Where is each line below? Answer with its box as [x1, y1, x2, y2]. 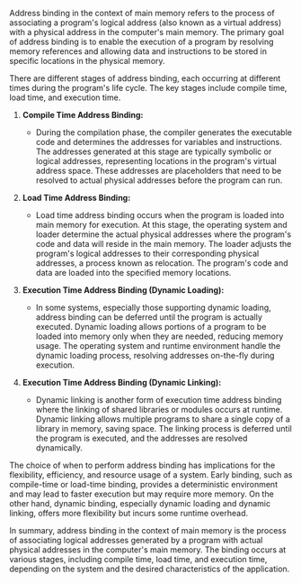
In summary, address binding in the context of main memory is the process [9, 525, 287, 535]
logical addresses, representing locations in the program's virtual [35, 156, 277, 166]
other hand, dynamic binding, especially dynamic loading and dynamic [9, 498, 271, 508]
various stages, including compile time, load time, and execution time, [9, 554, 268, 564]
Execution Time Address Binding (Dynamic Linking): [22, 378, 222, 387]
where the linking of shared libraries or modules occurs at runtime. [35, 405, 283, 414]
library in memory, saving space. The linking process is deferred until [35, 424, 292, 433]
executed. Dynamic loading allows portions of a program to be [35, 322, 267, 332]
